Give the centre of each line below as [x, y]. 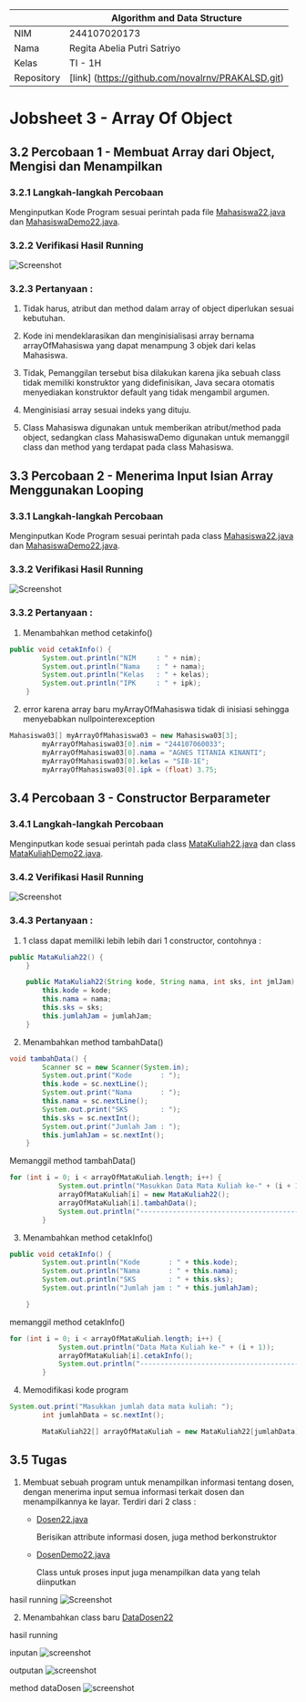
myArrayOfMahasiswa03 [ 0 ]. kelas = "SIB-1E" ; [126, 761]
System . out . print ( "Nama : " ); [112, 1093]
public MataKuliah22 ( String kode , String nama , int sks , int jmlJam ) [161, 982]
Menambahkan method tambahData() [93, 1042]
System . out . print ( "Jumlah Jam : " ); [112, 1126]
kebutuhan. [44, 318]
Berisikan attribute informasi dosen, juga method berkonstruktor [157, 1537]
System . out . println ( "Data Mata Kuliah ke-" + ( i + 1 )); [166, 1347]
